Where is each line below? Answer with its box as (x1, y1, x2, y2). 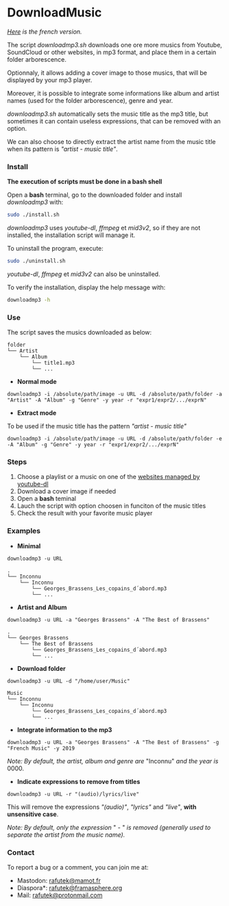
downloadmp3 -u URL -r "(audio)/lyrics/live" (7, 790, 139, 798)
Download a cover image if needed (16, 487, 117, 495)
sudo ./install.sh (7, 211, 60, 219)
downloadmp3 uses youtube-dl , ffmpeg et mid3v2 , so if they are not (7, 224, 201, 232)
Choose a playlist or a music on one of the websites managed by (16, 473, 200, 481)
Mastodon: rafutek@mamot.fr (16, 877, 101, 885)
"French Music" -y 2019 (7, 745, 75, 752)
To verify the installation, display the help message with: (7, 283, 166, 291)
